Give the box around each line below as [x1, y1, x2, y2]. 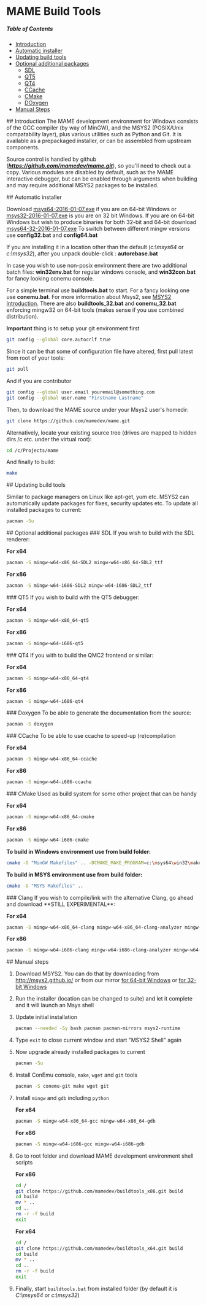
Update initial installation [15, 1013, 78, 1021]
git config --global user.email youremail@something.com [6, 389, 155, 395]
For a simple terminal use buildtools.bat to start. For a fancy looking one [6, 287, 190, 294]
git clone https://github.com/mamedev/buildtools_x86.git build [15, 1188, 183, 1195]
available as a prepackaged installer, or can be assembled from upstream [6, 137, 192, 145]
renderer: [6, 536, 30, 543]
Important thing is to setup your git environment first [6, 325, 140, 332]
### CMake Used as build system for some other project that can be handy [6, 790, 197, 797]
